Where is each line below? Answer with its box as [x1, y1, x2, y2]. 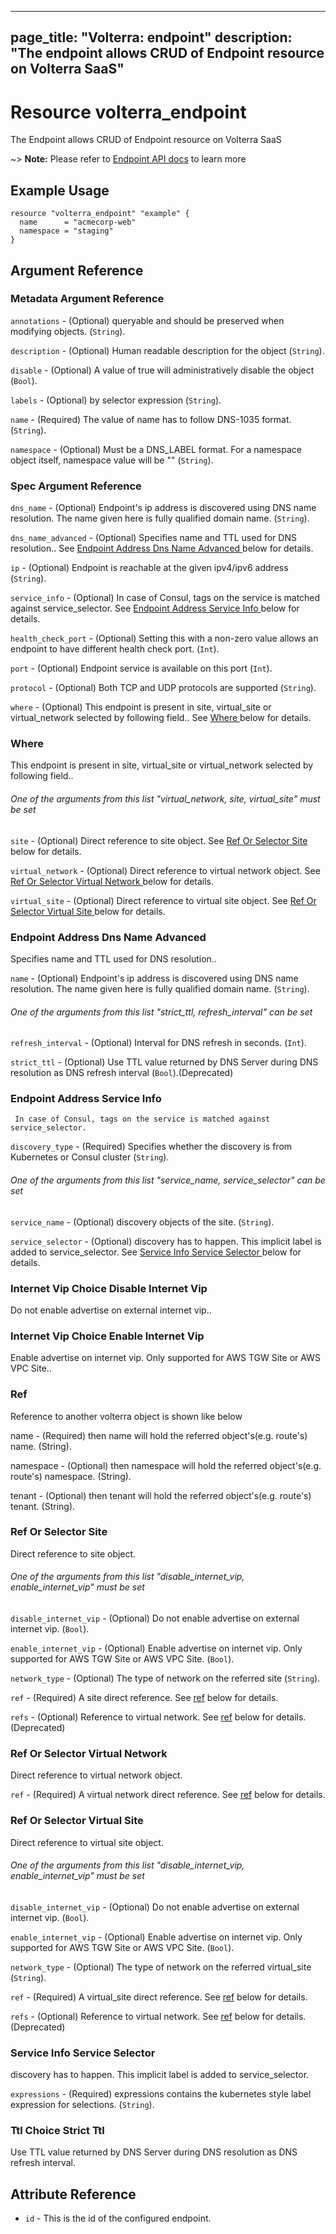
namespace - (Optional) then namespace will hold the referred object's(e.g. [10, 1459, 322, 1471]
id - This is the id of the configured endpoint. [24, 2212, 212, 2225]
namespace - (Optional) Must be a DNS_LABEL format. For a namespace [10, 443, 302, 455]
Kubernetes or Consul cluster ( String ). [10, 1151, 170, 1163]
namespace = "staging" [19, 226, 114, 236]
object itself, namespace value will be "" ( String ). [10, 454, 214, 466]
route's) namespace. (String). [10, 1470, 132, 1482]
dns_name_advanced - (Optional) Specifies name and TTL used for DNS [10, 532, 297, 544]
